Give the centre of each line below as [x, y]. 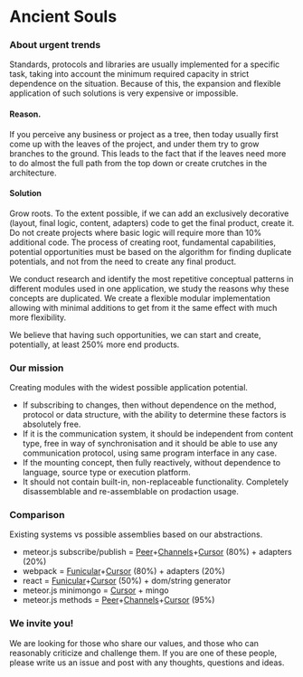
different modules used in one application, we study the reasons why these [149, 288]
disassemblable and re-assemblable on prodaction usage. [131, 492]
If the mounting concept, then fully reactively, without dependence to [151, 463]
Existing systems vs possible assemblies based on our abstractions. [136, 534]
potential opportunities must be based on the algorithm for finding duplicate [151, 251]
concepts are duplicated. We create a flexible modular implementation [140, 298]
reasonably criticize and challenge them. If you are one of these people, [143, 653]
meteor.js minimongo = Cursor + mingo [95, 590]
